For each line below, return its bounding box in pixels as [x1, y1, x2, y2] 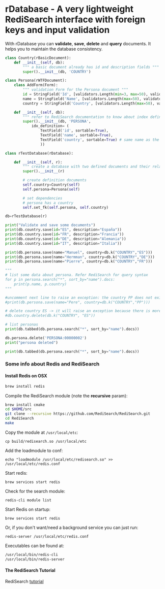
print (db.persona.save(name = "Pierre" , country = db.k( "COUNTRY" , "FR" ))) [5, 259, 153, 264]
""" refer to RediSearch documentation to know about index [23, 114, 148, 119]
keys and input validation [5, 25, 110, 35]
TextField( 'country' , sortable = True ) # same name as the [40, 137, 160, 142]
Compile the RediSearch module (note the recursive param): [5, 393, 128, 398]
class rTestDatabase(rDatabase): [5, 151, 74, 156]
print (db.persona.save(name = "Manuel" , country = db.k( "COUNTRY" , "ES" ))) [5, 250, 153, 255]
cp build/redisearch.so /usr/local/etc [5, 439, 87, 444]
